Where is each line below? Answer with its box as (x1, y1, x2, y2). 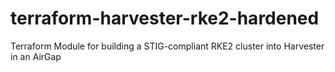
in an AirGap (10, 50, 62, 62)
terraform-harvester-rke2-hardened (10, 7, 320, 30)
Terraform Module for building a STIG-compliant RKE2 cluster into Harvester (10, 40, 325, 52)
